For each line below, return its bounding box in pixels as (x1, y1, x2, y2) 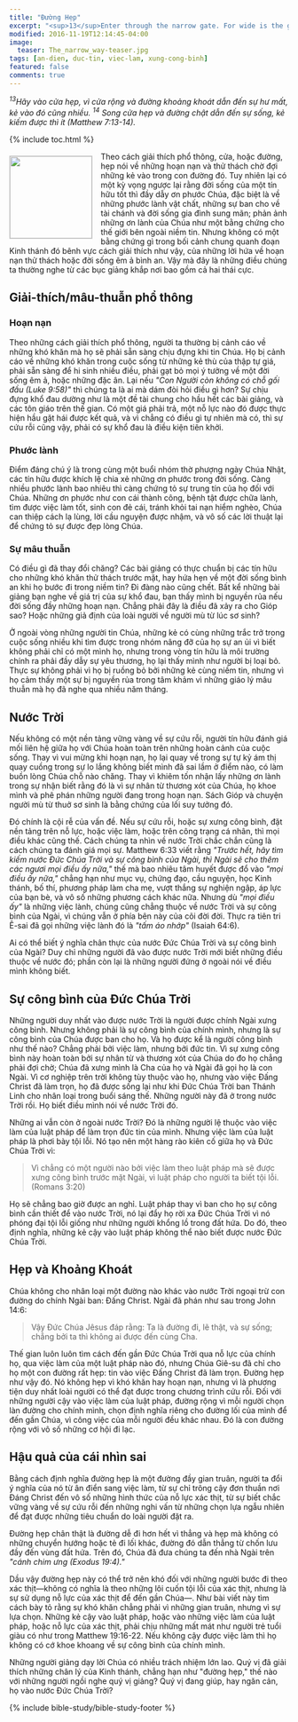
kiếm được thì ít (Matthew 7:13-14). (9, 117, 136, 128)
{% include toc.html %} (9, 134, 95, 145)
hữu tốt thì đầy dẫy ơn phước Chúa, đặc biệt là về (100, 189, 281, 200)
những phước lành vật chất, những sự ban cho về (100, 199, 281, 209)
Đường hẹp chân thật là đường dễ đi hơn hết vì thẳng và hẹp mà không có (9, 1528, 278, 1538)
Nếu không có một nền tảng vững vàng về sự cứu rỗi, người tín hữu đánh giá (9, 733, 288, 744)
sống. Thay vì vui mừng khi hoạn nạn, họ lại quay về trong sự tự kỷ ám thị (9, 752, 277, 763)
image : (9, 37, 34, 47)
